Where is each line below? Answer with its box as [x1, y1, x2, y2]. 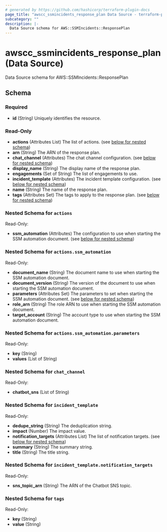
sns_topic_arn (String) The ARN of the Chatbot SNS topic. [12, 482, 132, 489]
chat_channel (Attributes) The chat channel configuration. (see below [12, 155, 156, 161]
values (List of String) [12, 355, 57, 361]
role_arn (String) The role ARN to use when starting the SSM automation [12, 301, 161, 307]
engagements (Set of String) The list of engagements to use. [12, 171, 138, 177]
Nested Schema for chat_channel [5, 368, 85, 375]
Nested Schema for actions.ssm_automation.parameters [5, 330, 140, 337]
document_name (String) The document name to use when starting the [12, 269, 160, 275]
